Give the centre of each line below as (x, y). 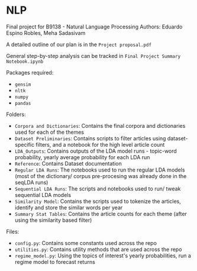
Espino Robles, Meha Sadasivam (46, 33)
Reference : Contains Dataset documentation (68, 163)
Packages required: (30, 72)
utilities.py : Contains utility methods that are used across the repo (98, 249)
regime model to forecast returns (55, 262)
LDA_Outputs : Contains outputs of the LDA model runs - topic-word (96, 151)
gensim (23, 84)
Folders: (16, 114)
